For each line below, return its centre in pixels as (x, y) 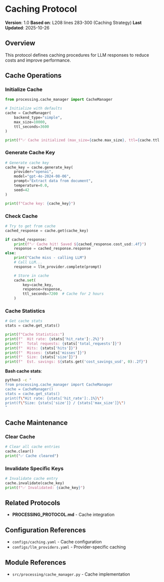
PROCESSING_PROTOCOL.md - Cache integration (63, 514)
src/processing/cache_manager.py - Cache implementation (71, 574)
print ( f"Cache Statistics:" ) (35, 335)
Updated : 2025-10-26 (27, 27)
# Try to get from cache (30, 226)
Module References (35, 562)
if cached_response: (26, 239)
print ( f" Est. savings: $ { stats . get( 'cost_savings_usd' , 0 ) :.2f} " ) (76, 362)
